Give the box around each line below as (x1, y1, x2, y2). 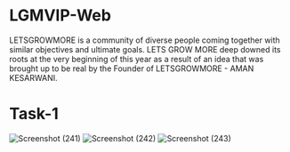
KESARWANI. (9, 72, 58, 83)
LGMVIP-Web (9, 5, 111, 26)
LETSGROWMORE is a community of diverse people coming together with (9, 35, 280, 45)
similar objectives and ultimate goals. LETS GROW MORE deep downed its (9, 44, 281, 54)
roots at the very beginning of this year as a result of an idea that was (9, 53, 264, 64)
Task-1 (9, 104, 60, 124)
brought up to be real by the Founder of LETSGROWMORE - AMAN (9, 63, 254, 74)
